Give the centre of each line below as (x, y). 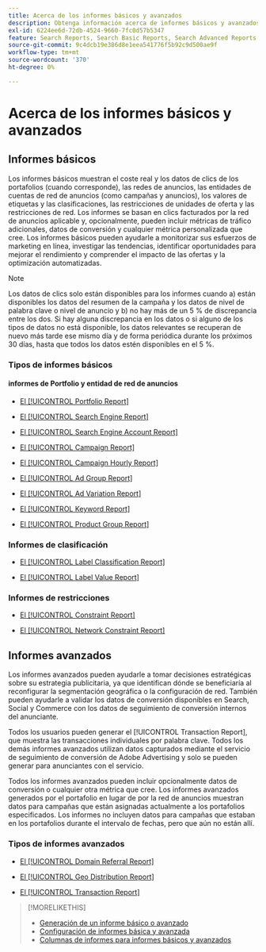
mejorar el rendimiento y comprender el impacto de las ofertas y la (117, 254)
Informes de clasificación (58, 544)
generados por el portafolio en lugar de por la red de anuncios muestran (126, 798)
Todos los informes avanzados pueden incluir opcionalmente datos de (123, 781)
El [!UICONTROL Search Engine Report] (84, 416)
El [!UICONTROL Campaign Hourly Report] (89, 463)
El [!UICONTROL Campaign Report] (77, 447)
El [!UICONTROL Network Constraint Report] (92, 631)
